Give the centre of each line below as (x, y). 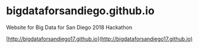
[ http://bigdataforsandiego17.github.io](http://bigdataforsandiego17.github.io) (99, 39)
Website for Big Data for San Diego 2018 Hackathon (69, 27)
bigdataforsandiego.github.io (81, 11)
